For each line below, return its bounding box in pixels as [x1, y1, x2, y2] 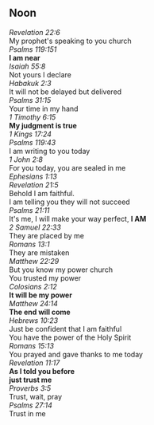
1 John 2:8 [9, 155, 43, 164]
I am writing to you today [9, 146, 90, 155]
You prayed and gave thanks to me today [9, 349, 144, 359]
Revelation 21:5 [9, 179, 59, 190]
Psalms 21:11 [9, 205, 50, 214]
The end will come [9, 307, 71, 317]
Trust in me [9, 408, 46, 418]
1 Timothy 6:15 [9, 112, 56, 122]
